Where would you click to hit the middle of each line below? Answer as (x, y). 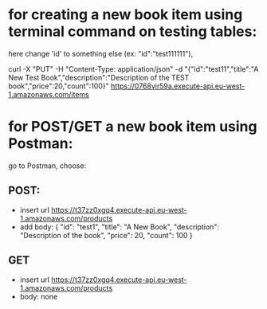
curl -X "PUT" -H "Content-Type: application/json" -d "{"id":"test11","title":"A (133, 68)
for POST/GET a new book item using (133, 127)
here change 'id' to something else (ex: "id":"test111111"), (101, 53)
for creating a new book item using (126, 15)
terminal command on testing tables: (133, 31)
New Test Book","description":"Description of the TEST (99, 77)
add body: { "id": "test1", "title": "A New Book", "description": (119, 227)
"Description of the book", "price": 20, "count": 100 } (106, 235)
